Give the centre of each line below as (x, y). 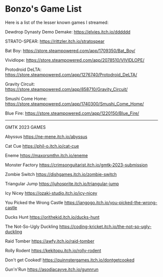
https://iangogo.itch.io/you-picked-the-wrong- (111, 202)
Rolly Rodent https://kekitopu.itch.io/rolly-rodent (53, 250)
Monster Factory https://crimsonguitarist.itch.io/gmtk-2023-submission (76, 165)
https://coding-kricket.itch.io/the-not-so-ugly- (105, 226)
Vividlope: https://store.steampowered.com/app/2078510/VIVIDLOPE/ (75, 60)
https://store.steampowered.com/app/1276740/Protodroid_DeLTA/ (71, 74)
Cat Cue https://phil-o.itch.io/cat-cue (42, 146)
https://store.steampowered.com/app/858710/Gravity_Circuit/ (66, 89)
